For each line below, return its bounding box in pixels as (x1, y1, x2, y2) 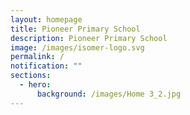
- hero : (19, 80, 52, 90)
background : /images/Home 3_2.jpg (36, 89, 182, 99)
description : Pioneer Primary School (10, 33, 168, 43)
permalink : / (10, 52, 65, 62)
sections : (10, 71, 52, 81)
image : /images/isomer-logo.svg (10, 42, 145, 53)
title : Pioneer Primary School (10, 24, 141, 34)
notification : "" (10, 61, 83, 71)
